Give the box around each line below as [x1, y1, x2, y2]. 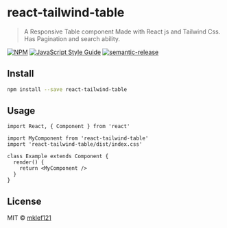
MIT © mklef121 [7, 214, 51, 222]
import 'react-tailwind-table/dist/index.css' [7, 141, 143, 148]
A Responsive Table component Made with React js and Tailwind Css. [23, 27, 221, 36]
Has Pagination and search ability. [23, 34, 121, 42]
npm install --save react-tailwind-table [7, 86, 128, 93]
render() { [13, 159, 45, 166]
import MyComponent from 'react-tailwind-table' [7, 135, 149, 142]
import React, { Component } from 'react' [7, 123, 130, 130]
